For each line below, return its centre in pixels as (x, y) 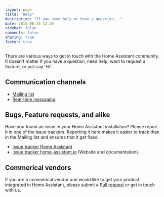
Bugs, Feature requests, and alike (58, 115)
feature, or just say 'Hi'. (29, 66)
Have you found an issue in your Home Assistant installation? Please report (82, 127)
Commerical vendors (38, 168)
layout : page (19, 10)
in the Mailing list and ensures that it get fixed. (52, 137)
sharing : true (20, 38)
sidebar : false (21, 28)
